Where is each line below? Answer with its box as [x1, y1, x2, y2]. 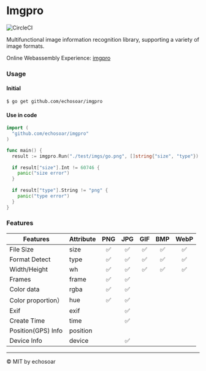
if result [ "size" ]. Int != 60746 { [12, 164, 100, 170]
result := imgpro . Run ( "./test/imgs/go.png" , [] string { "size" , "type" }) [12, 153, 199, 159]
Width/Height [9, 265, 48, 273]
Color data [9, 285, 40, 293]
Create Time [9, 316, 45, 325]
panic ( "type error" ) [17, 193, 70, 199]
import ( [6, 125, 29, 131]
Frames [9, 275, 31, 283]
